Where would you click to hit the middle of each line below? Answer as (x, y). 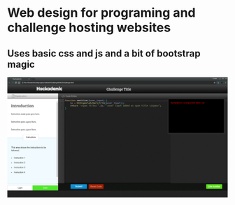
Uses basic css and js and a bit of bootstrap (104, 53)
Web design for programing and (101, 13)
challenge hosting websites (89, 28)
